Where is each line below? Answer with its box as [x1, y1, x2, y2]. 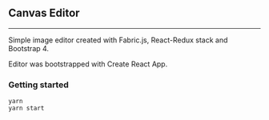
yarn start [8, 104, 45, 113]
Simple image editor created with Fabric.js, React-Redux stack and [8, 35, 228, 45]
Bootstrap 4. [8, 43, 50, 53]
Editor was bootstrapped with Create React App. [8, 59, 168, 69]
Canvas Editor [8, 6, 80, 20]
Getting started [8, 79, 70, 90]
